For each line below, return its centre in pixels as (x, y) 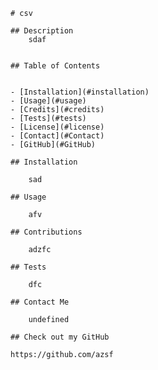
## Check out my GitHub (60, 337)
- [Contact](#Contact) (57, 136)
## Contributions (46, 232)
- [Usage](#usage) (48, 101)
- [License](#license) (57, 127)
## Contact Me (40, 302)
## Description (42, 31)
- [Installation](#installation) (80, 92)
